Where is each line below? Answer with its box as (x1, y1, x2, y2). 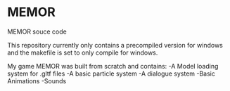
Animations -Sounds (7, 76, 67, 85)
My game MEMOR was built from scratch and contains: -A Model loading (7, 62, 219, 70)
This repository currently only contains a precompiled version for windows (7, 41, 224, 49)
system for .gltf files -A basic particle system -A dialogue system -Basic (7, 69, 216, 78)
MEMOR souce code (7, 27, 67, 36)
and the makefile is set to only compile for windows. (7, 48, 158, 57)
